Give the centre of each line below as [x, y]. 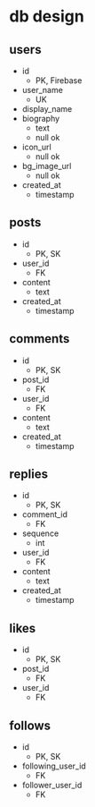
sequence [40, 533]
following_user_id [54, 766]
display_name [47, 109]
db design [47, 17]
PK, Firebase [59, 81]
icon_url [36, 147]
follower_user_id [52, 786]
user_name [43, 90]
